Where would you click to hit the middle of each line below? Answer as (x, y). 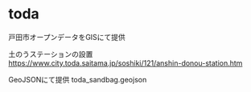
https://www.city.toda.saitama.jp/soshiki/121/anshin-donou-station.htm (125, 63)
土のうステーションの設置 (51, 54)
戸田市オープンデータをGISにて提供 (67, 37)
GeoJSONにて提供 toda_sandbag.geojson (78, 79)
